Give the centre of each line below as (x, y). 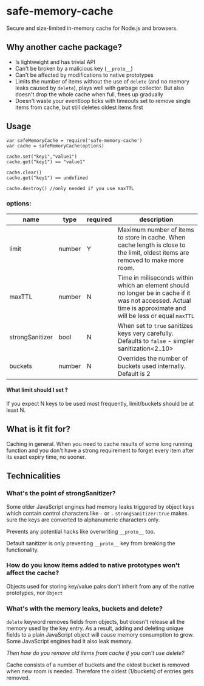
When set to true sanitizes (155, 325)
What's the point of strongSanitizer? (61, 493)
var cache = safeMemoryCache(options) (55, 146)
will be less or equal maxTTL (156, 316)
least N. (16, 410)
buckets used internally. (152, 366)
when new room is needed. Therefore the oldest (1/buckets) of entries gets (100, 671)
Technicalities (33, 476)
